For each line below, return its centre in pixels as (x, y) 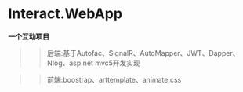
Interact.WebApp (65, 14)
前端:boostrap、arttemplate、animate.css (114, 79)
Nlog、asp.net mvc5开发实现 (94, 63)
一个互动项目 (29, 36)
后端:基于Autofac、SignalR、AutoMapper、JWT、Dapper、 (143, 53)
